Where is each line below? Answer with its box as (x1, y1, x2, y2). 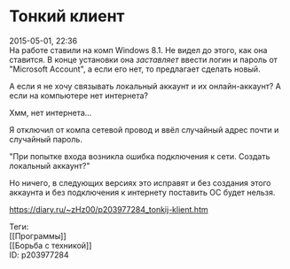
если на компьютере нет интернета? (9, 90, 149, 101)
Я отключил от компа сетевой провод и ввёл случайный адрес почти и (9, 124, 279, 134)
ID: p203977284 (9, 250, 69, 260)
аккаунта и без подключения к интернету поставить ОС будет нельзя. (9, 187, 276, 197)
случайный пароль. (9, 134, 82, 144)
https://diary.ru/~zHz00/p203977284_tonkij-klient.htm (9, 204, 208, 214)
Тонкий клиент (9, 6, 125, 27)
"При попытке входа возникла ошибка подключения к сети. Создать (9, 150, 270, 161)
